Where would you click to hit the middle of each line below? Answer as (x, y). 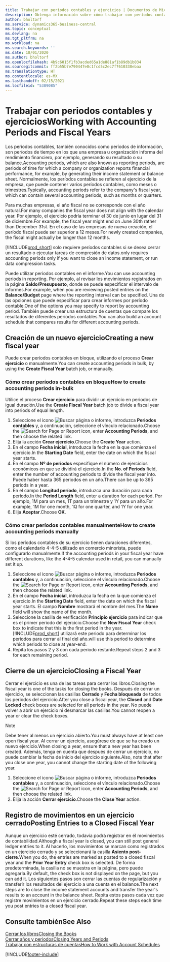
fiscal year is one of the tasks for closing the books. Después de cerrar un (82, 688)
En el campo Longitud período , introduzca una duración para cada (82, 490)
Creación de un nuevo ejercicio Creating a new (79, 338)
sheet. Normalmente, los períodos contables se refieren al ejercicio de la (81, 179)
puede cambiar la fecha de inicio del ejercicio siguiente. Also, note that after (84, 757)
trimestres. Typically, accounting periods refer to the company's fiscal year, (83, 190)
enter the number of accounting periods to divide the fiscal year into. (84, 474)
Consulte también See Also (48, 922)
